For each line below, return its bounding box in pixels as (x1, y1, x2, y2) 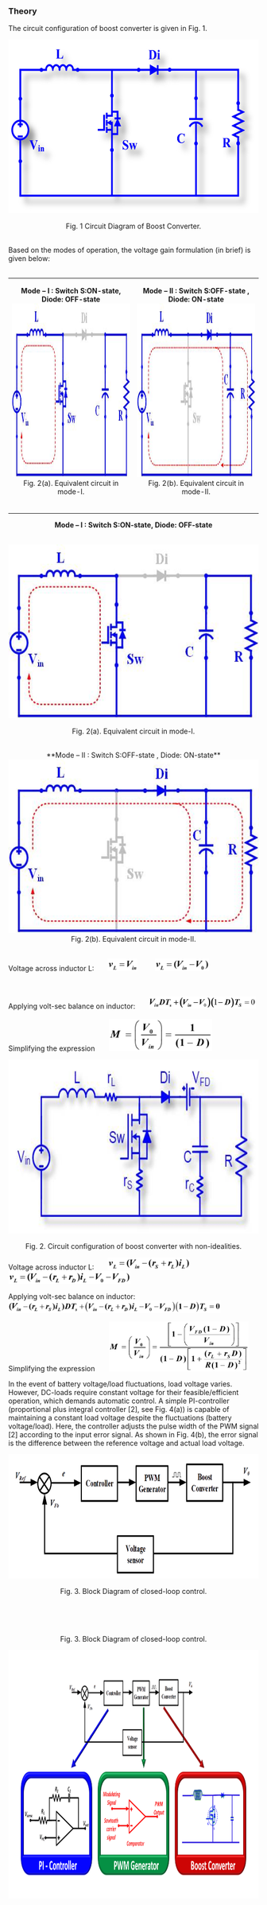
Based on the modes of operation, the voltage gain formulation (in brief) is (8, 245, 251, 255)
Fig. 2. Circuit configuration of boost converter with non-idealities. (25, 1241, 242, 1250)
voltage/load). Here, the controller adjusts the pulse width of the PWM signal (8, 1421, 259, 1431)
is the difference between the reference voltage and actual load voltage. (8, 1438, 245, 1448)
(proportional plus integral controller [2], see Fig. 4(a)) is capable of (8, 1404, 230, 1413)
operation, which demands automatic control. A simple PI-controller (8, 1396, 230, 1405)
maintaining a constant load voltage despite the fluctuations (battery (8, 1413, 232, 1422)
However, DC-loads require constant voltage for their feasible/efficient (8, 1387, 239, 1397)
